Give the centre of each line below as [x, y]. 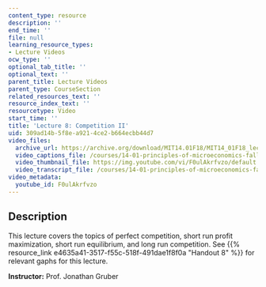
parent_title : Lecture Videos [58, 81]
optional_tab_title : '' [47, 67]
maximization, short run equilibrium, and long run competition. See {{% [124, 244]
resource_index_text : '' [49, 104]
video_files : [30, 140]
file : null [26, 38]
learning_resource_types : [51, 45]
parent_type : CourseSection [55, 89]
